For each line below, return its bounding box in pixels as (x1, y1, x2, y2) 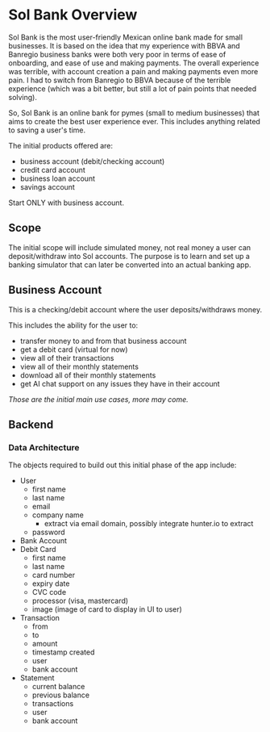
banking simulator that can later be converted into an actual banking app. (8, 260, 251, 270)
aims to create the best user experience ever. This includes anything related (8, 116, 260, 126)
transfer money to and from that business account (19, 336, 187, 345)
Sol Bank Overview (8, 6, 138, 24)
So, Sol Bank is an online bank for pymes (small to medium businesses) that (8, 107, 260, 118)
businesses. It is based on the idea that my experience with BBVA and (8, 40, 240, 50)
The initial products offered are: (8, 140, 114, 150)
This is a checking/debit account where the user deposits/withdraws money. (8, 304, 263, 314)
